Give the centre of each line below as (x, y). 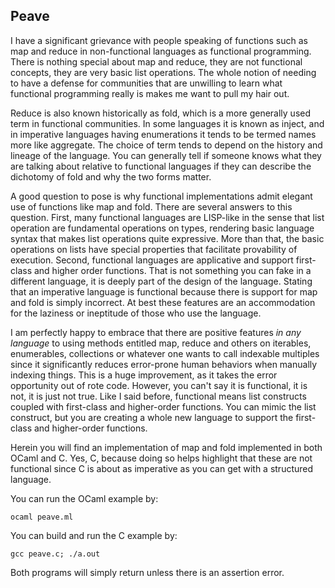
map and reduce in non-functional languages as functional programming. (161, 51)
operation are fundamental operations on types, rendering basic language (162, 228)
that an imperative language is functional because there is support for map (164, 291)
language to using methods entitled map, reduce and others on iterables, (161, 343)
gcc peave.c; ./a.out (55, 554)
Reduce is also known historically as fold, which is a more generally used (161, 113)
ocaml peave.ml (42, 517)
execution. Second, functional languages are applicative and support (152, 260)
